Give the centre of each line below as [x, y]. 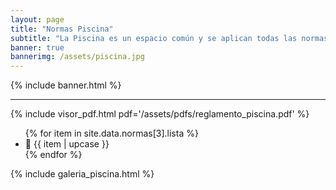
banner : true [37, 47]
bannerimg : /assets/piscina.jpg [77, 57]
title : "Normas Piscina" [62, 29]
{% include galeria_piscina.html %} [82, 174]
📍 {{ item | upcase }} [67, 144]
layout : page [37, 19]
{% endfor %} [53, 155]
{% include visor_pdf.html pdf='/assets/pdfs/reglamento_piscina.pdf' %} [160, 114]
